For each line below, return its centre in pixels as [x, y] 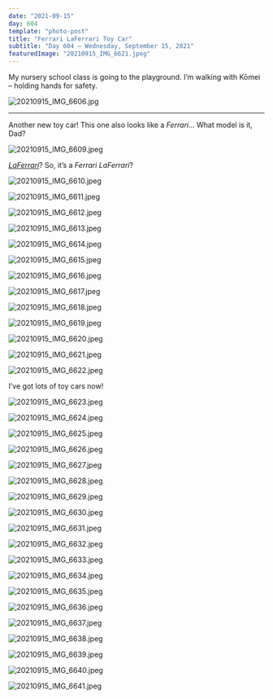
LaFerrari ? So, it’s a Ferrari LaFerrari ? [71, 165]
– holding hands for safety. [53, 86]
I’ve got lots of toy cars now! [56, 386]
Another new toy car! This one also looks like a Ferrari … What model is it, [131, 125]
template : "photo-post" [49, 31]
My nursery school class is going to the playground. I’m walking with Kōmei [134, 77]
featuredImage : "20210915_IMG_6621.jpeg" [80, 54]
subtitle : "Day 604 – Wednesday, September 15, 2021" [102, 46]
